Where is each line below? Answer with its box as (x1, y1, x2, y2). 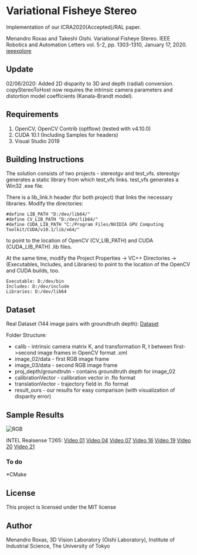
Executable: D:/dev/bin (6, 279, 64, 285)
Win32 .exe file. (6, 182, 44, 189)
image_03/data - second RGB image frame (14, 362, 118, 369)
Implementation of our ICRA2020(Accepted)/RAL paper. (6, 23, 141, 31)
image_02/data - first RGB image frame (14, 356, 110, 363)
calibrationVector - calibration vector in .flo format (14, 374, 136, 381)
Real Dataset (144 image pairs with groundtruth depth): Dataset (6, 320, 159, 327)
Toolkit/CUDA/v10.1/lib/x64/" (6, 227, 80, 233)
